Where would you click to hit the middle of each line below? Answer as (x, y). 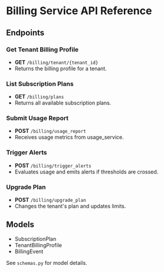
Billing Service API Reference (79, 11)
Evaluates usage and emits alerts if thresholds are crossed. (86, 172)
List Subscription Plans (40, 84)
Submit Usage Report (37, 118)
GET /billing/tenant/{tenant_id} (56, 62)
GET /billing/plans (39, 97)
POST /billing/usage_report (50, 131)
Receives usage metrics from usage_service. (69, 137)
